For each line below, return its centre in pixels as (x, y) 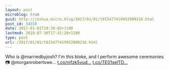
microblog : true (22, 14)
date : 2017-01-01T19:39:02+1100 (39, 28)
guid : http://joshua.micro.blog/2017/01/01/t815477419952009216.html (80, 19)
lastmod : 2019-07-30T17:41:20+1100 (43, 33)
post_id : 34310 (21, 24)
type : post (17, 38)
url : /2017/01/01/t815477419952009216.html (52, 42)
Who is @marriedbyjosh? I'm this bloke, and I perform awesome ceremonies (84, 56)
